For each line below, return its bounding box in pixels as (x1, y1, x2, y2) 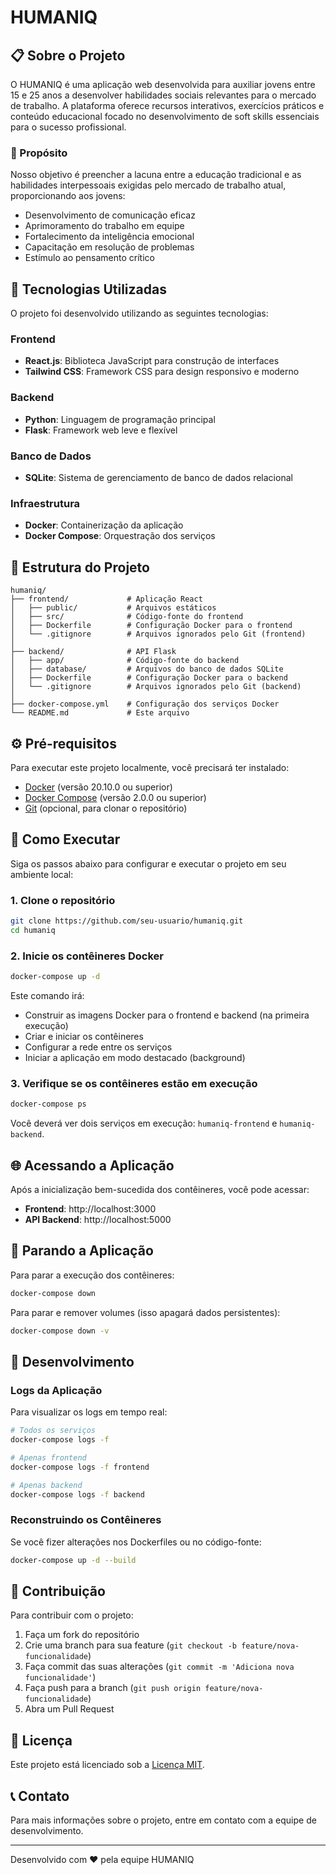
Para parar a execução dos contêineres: (10, 1269, 175, 1281)
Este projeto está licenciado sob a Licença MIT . (10, 1759, 205, 1771)
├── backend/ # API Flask (10, 647, 177, 657)
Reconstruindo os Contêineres (10, 1513, 162, 1527)
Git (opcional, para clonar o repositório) (24, 802, 188, 814)
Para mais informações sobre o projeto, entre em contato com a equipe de (10, 1814, 317, 1826)
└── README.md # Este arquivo (10, 708, 190, 718)
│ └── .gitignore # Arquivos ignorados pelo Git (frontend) (10, 629, 307, 640)
